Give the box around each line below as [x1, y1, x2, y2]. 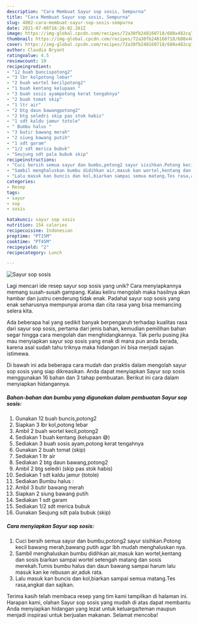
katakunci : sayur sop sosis [6, 216, 76, 223]
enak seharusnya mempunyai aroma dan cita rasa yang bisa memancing [6, 301, 182, 308]
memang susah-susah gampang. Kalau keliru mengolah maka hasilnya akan [6, 288, 190, 295]
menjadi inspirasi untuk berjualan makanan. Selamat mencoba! [6, 612, 158, 619]
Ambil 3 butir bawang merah [15, 484, 85, 491]
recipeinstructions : [6, 157, 58, 163]
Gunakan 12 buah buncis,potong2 [15, 415, 97, 422]
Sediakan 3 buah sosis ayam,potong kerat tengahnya [15, 440, 144, 447]
